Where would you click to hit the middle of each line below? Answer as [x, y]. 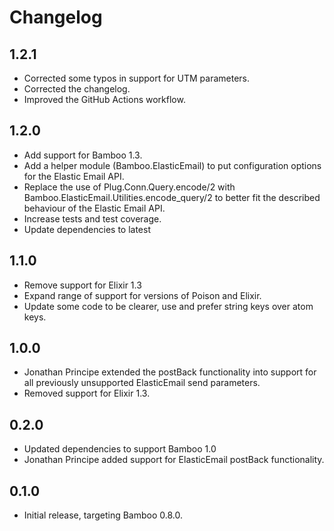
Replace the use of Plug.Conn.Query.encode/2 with [129, 187]
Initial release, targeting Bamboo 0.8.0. [103, 515]
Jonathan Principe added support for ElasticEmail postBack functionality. [174, 460]
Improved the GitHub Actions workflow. [104, 99]
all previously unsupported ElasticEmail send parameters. [142, 383]
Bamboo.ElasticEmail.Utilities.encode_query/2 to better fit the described [172, 197]
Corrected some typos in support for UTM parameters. [137, 78]
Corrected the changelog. [77, 89]
